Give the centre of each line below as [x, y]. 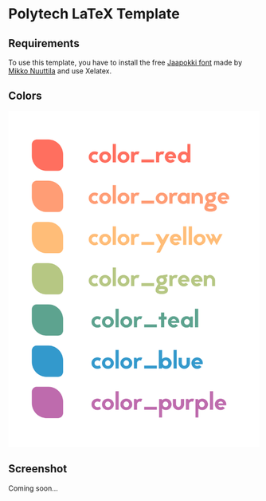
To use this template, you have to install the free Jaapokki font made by [125, 62]
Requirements [44, 43]
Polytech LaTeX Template [94, 14]
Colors [25, 96]
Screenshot [38, 469]
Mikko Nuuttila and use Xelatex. [60, 71]
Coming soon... [33, 488]
